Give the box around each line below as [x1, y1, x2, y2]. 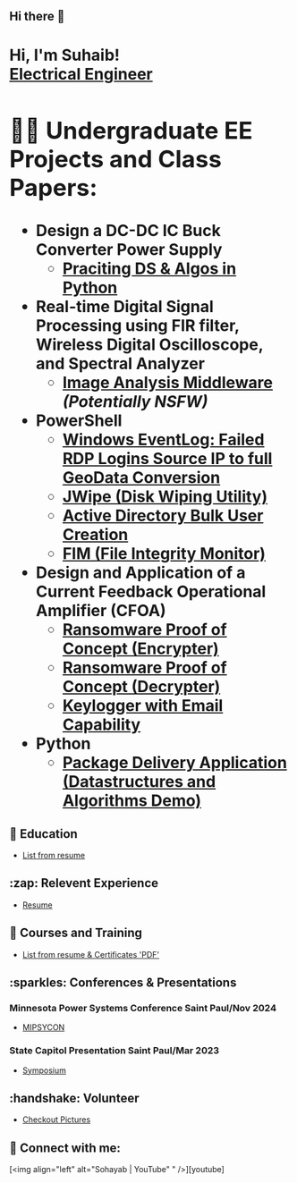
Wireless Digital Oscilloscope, [35, 334, 264, 355]
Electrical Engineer [9, 63, 154, 84]
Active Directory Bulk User [62, 506, 264, 526]
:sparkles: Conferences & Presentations [9, 976, 237, 991]
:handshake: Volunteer [9, 1091, 140, 1106]
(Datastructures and [62, 772, 216, 792]
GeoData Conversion [62, 468, 221, 488]
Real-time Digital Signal [35, 297, 215, 317]
